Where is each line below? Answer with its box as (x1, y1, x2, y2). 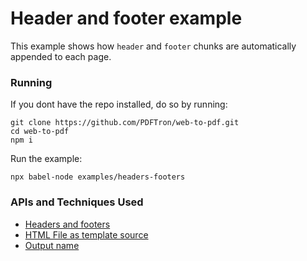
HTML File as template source (24, 228, 149, 241)
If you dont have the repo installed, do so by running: (10, 98, 228, 111)
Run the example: (10, 153, 83, 165)
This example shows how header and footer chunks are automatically (10, 40, 297, 52)
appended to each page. (10, 50, 112, 62)
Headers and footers (24, 218, 111, 230)
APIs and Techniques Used (10, 195, 144, 209)
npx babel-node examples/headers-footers (10, 172, 186, 182)
